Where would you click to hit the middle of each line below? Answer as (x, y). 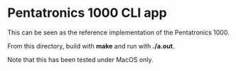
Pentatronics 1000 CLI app (87, 13)
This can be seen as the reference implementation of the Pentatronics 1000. (118, 32)
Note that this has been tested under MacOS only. (81, 59)
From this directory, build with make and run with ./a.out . (91, 46)
